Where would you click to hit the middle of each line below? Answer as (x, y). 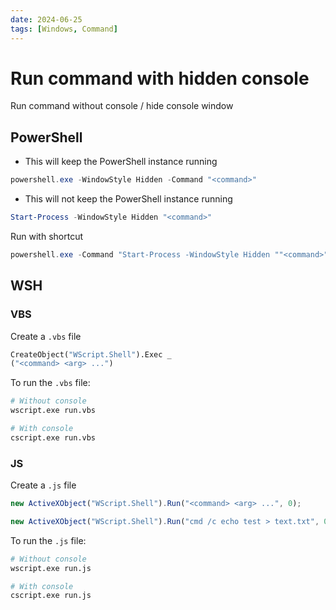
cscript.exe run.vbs (53, 437)
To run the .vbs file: (50, 383)
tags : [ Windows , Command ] (64, 29)
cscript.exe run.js (51, 596)
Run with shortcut (46, 236)
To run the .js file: (48, 540)
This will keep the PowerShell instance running (121, 162)
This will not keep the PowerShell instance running (128, 199)
